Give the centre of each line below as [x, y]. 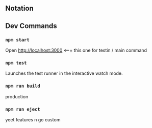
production [17, 96]
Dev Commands [31, 26]
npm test [16, 63]
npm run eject [23, 109]
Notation [20, 8]
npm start [17, 40]
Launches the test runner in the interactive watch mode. [64, 73]
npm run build [23, 86]
